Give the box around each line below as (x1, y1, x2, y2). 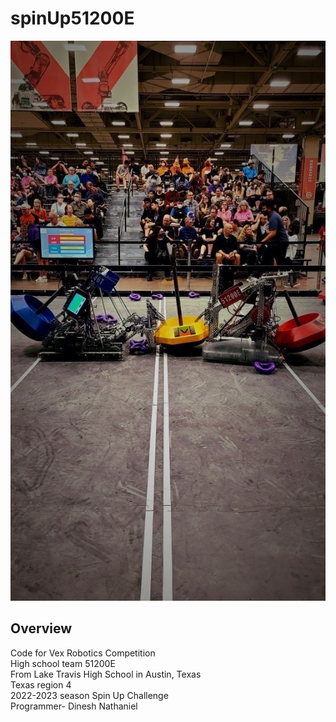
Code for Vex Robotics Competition (10, 647, 156, 659)
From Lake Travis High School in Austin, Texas (10, 668, 202, 680)
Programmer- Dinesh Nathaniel (10, 700, 138, 712)
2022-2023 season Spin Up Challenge (10, 689, 169, 701)
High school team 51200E (10, 657, 116, 669)
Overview (10, 620, 73, 637)
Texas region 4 (10, 678, 72, 691)
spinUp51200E (10, 7, 135, 30)
